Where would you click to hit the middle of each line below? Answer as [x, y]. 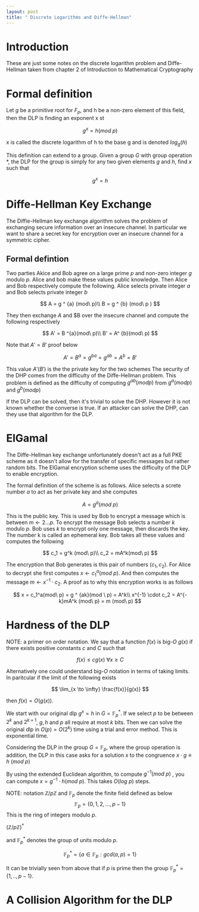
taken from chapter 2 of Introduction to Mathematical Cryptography [111, 70]
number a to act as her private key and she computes [72, 492]
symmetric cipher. [28, 240]
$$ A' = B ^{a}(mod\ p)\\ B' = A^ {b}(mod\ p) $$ [100, 333]
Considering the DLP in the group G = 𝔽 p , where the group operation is [93, 748]
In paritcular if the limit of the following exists [61, 677]
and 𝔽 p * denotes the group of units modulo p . [62, 840]
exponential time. [27, 736]
